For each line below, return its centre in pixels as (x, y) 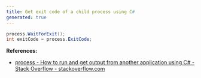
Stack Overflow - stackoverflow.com (60, 69)
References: (22, 51)
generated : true (26, 17)
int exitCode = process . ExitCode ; (49, 40)
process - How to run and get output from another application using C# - (105, 62)
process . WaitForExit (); (36, 34)
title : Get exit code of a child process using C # (71, 12)
